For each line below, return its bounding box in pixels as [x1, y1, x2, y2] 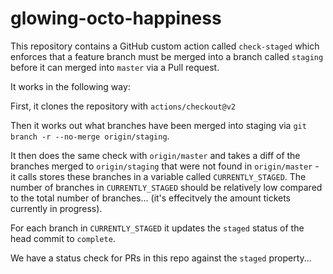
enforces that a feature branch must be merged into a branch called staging [10, 50, 324, 62]
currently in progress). [10, 202, 103, 214]
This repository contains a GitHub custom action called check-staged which [10, 40, 320, 52]
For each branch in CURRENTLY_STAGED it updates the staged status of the [10, 222, 305, 234]
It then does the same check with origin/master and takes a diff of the [10, 149, 301, 161]
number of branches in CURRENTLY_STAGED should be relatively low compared [10, 181, 323, 193]
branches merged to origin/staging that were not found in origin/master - [10, 160, 320, 172]
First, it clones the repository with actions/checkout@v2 [10, 100, 237, 112]
